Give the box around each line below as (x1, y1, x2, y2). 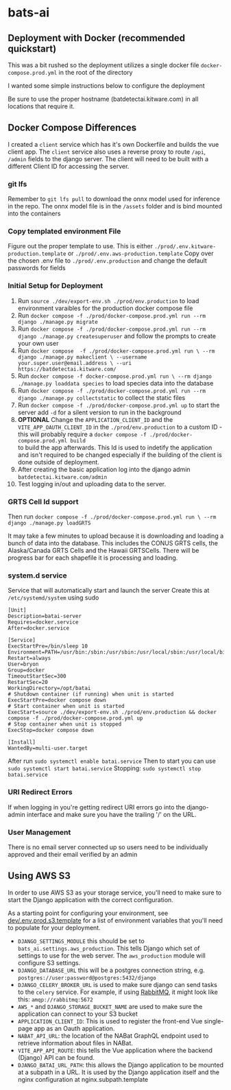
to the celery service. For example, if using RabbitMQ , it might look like (17, 988, 218, 996)
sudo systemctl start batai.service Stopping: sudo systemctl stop (8, 764, 202, 772)
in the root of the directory (58, 69, 133, 76)
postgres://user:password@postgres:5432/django (17, 974, 156, 982)
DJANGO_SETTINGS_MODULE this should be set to (17, 936, 145, 945)
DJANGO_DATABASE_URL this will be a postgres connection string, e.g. (17, 966, 205, 974)
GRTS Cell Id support (8, 497, 79, 506)
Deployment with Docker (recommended (8, 32, 186, 44)
